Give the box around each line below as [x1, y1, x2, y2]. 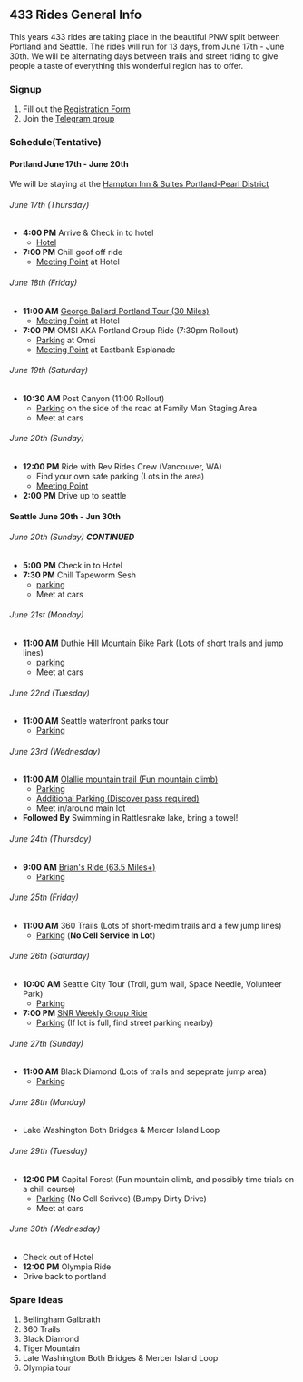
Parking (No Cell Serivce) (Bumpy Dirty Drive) [35, 1193, 207, 1204]
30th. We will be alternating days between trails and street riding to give [9, 50, 279, 62]
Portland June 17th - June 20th [9, 158, 129, 169]
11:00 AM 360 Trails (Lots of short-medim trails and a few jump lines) [22, 920, 282, 931]
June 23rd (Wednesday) [9, 745, 101, 756]
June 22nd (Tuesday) [9, 687, 91, 698]
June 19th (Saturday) [9, 365, 89, 376]
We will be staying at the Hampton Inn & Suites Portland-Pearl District [9, 179, 269, 190]
